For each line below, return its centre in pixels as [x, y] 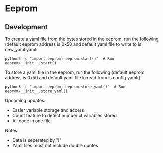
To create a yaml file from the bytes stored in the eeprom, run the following [82, 39]
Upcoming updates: [25, 100]
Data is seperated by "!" [37, 140]
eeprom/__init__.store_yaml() [37, 91]
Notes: [12, 130]
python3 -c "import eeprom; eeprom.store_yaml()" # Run [65, 87]
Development [27, 27]
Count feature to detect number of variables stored [65, 115]
